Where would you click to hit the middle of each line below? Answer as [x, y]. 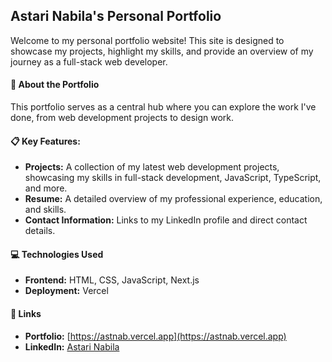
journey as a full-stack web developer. [89, 61]
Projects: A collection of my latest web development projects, [152, 167]
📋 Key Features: [45, 141]
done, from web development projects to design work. [122, 118]
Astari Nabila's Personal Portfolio [116, 16]
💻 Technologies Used [57, 254]
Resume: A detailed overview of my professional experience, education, [173, 199]
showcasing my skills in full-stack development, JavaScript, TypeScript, [173, 178]
